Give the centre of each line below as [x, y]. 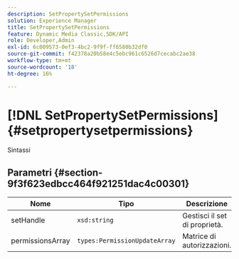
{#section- [78, 172]
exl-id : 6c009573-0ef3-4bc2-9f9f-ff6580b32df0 [78, 47]
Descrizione [207, 204]
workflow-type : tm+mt [39, 61]
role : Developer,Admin [41, 41]
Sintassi [19, 150]
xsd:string [95, 220]
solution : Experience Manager [52, 21]
